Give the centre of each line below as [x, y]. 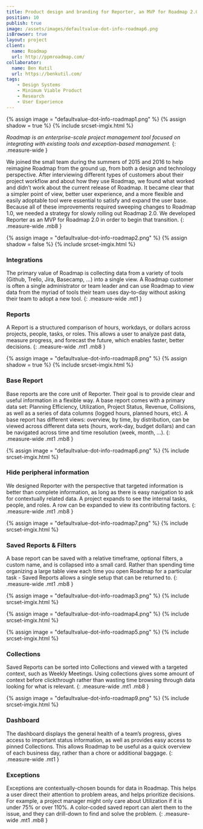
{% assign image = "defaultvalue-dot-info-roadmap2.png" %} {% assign [97, 238]
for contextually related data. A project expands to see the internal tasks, [97, 498]
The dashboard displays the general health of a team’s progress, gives [94, 733]
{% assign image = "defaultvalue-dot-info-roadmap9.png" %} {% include [98, 698]
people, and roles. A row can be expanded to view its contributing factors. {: [101, 505]
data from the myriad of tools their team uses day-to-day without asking [96, 292]
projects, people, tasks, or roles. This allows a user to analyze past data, [96, 334]
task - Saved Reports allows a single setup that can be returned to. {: [92, 577]
